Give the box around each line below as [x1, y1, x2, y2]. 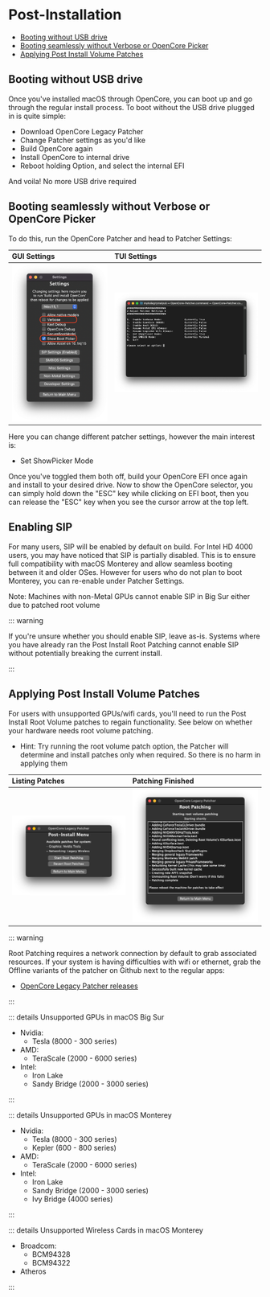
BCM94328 [31, 1249, 71, 1259]
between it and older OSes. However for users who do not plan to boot [8, 567, 243, 577]
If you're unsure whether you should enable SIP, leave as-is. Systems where [8, 631, 260, 641]
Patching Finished [132, 776, 194, 786]
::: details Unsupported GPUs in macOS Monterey [8, 1110, 173, 1119]
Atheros [19, 1266, 47, 1276]
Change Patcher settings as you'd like [19, 135, 146, 145]
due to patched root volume [8, 600, 100, 610]
